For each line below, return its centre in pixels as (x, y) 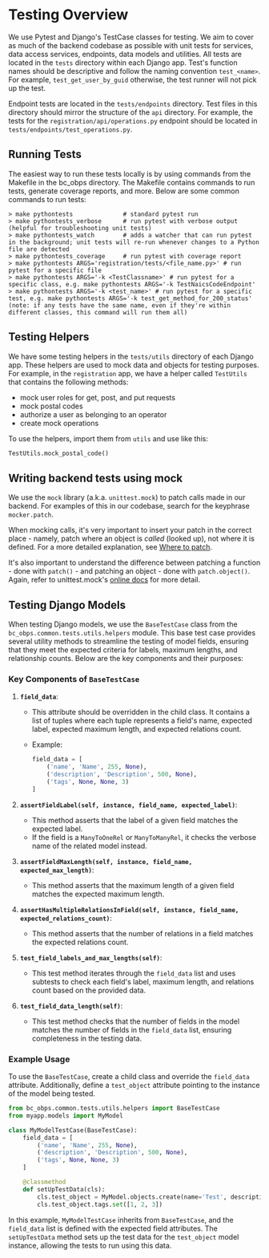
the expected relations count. (80, 942)
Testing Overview (68, 15)
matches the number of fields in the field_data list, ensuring (132, 1029)
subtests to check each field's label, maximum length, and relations (143, 981)
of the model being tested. (52, 1094)
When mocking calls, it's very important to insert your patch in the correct (130, 530)
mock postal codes (51, 406)
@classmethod (44, 1182)
